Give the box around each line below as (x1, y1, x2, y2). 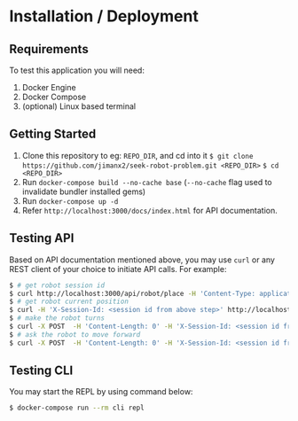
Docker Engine (21, 82, 77, 92)
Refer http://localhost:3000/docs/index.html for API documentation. (21, 205, 278, 215)
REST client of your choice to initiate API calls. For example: (9, 263, 227, 274)
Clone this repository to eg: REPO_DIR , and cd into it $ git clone (21, 150, 254, 160)
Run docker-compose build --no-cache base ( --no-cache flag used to (21, 176, 272, 187)
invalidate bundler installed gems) (21, 186, 146, 197)
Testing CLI (9, 363, 74, 378)
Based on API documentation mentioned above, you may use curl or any (9, 254, 275, 265)
